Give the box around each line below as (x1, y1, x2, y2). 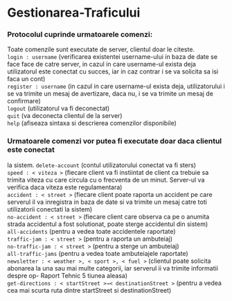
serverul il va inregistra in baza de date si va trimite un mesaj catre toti (7, 198, 208, 206)
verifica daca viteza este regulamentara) (7, 182, 123, 191)
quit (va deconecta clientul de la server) (7, 112, 123, 120)
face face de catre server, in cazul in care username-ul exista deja (7, 60, 196, 69)
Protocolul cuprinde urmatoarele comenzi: (7, 30, 153, 40)
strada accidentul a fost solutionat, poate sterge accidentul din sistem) (7, 220, 208, 228)
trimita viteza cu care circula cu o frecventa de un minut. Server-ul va (7, 175, 205, 184)
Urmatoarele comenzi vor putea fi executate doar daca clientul (7, 137, 222, 146)
